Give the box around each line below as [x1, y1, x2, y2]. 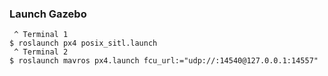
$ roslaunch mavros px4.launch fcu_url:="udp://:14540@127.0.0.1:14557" [9, 56, 319, 66]
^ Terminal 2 [13, 47, 69, 57]
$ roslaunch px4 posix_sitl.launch [9, 38, 158, 49]
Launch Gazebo [9, 7, 87, 21]
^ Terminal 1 [13, 30, 69, 40]
